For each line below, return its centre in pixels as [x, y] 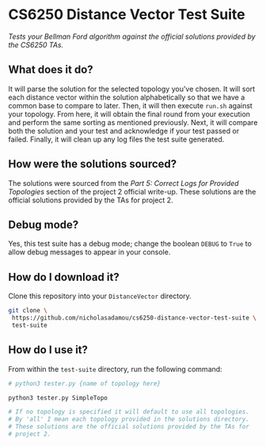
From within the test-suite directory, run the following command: [116, 369]
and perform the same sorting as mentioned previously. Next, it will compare [133, 122]
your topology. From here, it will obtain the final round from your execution [129, 114]
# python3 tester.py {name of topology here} [84, 384]
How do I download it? [64, 277]
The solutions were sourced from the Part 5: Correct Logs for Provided [123, 183]
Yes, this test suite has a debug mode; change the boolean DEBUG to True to [130, 244]
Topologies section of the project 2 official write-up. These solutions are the [132, 191]
